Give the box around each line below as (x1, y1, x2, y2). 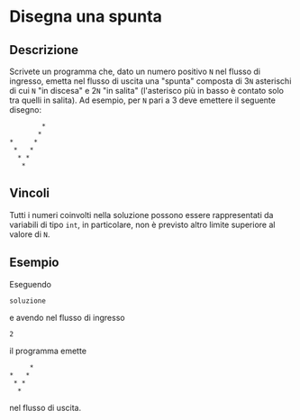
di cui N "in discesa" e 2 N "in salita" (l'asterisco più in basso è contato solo (9, 86, 284, 96)
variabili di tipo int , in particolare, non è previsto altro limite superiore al (9, 219, 276, 230)
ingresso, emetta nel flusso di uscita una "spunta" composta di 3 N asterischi (9, 76, 292, 87)
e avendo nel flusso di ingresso (9, 312, 125, 323)
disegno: (9, 105, 42, 114)
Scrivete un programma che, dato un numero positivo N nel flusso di (9, 66, 261, 77)
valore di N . (9, 228, 50, 240)
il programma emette (9, 345, 87, 356)
